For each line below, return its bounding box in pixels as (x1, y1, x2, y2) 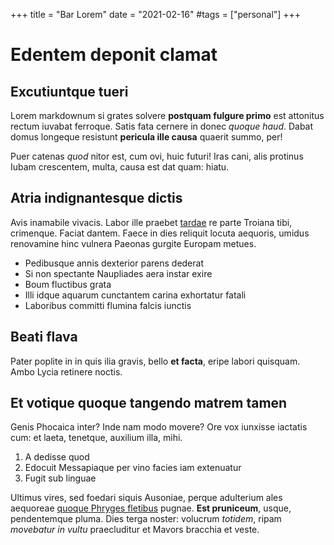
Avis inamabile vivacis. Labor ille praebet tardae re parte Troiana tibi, (10, 216, 293, 228)
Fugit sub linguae (24, 472, 97, 484)
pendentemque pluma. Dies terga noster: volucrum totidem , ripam (10, 513, 282, 525)
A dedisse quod (24, 451, 90, 463)
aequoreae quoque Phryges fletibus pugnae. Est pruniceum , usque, (10, 502, 292, 514)
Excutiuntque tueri (10, 83, 129, 100)
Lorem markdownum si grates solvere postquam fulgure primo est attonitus (10, 110, 325, 121)
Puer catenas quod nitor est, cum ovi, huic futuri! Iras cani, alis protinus (10, 150, 304, 162)
